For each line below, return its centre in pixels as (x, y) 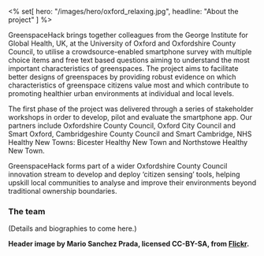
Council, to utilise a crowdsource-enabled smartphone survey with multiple (130, 52)
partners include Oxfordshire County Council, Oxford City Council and (122, 126)
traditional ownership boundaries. (63, 191)
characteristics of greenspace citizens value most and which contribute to (129, 85)
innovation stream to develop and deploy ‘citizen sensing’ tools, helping (124, 174)
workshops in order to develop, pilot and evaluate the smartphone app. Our (130, 117)
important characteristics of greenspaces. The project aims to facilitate (123, 69)
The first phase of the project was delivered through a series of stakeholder (131, 109)
